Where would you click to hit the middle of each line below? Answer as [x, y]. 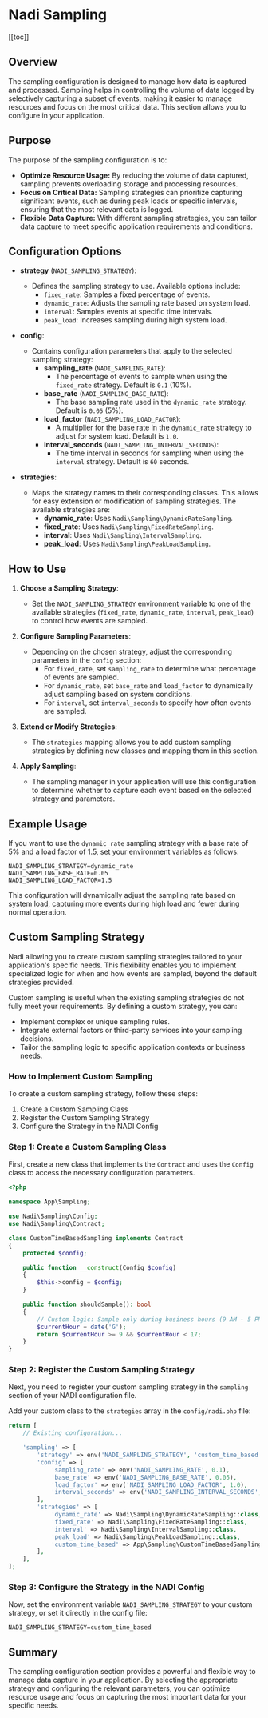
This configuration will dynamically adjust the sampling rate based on [122, 895]
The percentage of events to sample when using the [141, 377]
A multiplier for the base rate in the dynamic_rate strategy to [154, 428]
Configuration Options [65, 251]
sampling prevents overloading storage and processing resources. [129, 184]
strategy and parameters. [73, 799]
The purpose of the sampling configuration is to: [88, 160]
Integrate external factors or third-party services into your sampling [131, 1030]
